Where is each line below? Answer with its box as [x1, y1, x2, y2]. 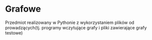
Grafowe [5, 3, 41, 15]
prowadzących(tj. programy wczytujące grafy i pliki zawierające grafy [5, 24, 147, 30]
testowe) [5, 30, 23, 36]
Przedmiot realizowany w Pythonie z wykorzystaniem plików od [5, 20, 135, 25]
